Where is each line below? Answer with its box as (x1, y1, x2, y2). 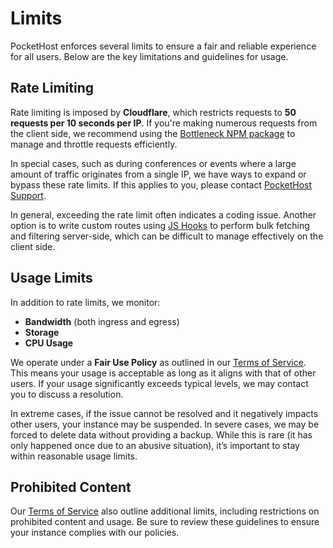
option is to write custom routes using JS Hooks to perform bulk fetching (10, 219, 310, 231)
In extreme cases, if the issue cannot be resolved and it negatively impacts (10, 407, 319, 419)
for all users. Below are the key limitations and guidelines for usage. (10, 50, 289, 62)
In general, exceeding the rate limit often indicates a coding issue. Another (10, 208, 317, 221)
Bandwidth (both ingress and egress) (24, 315, 180, 327)
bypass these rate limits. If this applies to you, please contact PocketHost (10, 178, 313, 191)
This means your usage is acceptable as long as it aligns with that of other (10, 367, 317, 379)
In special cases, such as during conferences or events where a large (10, 157, 297, 169)
